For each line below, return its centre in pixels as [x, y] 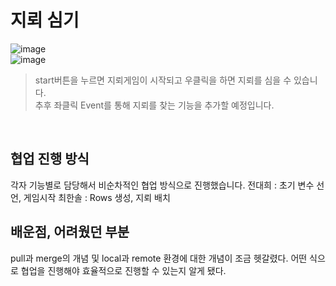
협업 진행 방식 [50, 159]
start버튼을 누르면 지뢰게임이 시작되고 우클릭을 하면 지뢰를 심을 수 [163, 80]
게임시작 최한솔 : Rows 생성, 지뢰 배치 [97, 197]
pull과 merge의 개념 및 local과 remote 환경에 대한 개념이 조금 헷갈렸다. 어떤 [159, 258]
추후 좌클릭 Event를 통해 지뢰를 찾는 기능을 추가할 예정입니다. [154, 105]
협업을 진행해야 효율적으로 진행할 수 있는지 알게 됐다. [123, 270]
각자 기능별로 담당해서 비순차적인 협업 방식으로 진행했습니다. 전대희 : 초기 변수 [162, 185]
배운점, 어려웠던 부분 [70, 232]
